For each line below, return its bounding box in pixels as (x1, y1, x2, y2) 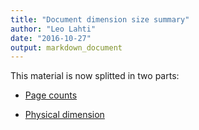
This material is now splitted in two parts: (10, 70, 180, 82)
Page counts (24, 89, 78, 101)
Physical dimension (24, 109, 105, 121)
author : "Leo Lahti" (10, 24, 97, 34)
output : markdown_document (10, 42, 123, 53)
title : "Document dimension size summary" (10, 14, 190, 25)
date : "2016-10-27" (10, 33, 92, 43)
